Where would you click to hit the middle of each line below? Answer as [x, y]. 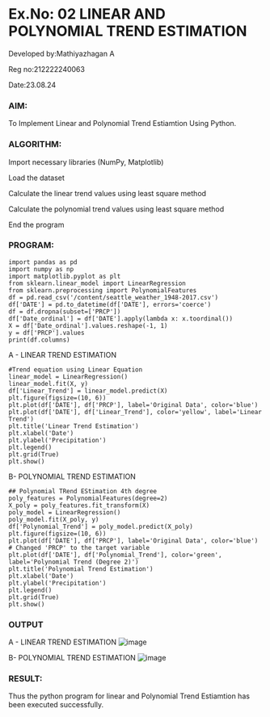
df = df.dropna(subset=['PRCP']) [65, 312]
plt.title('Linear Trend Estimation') [74, 426]
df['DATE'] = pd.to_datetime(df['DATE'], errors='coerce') [110, 304]
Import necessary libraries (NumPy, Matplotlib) [86, 161]
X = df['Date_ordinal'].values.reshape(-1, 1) [88, 325]
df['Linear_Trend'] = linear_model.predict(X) [88, 391]
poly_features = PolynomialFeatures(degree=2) [88, 498]
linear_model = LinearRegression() [68, 376]
